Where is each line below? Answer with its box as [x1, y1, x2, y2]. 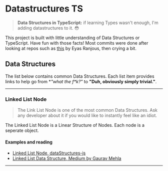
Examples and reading [5, 139, 52, 145]
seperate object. [5, 127, 39, 133]
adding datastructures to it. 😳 [17, 25, 79, 31]
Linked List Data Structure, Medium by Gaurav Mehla [12, 155, 121, 161]
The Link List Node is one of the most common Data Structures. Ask [17, 107, 157, 113]
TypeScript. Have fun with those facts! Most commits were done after [5, 40, 148, 46]
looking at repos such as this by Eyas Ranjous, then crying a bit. [5, 45, 136, 51]
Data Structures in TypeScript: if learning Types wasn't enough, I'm [17, 20, 158, 26]
